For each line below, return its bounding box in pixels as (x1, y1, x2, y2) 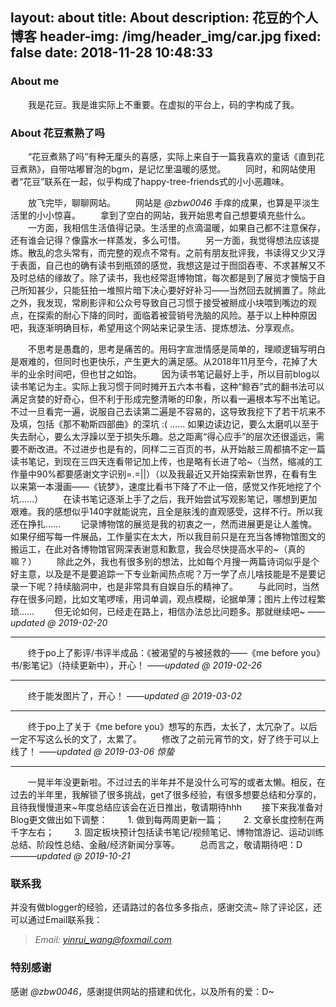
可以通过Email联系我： (10, 914, 103, 926)
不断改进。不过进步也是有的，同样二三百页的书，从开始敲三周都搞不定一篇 (18, 443, 326, 455)
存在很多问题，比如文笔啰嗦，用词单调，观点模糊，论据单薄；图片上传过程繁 (10, 593, 326, 605)
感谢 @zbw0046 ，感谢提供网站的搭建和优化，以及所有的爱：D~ (10, 985, 275, 997)
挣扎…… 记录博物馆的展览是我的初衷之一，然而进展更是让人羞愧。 (27, 518, 318, 530)
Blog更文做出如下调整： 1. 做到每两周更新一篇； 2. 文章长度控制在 (10, 813, 316, 825)
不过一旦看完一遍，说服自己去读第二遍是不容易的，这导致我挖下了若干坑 (10, 405, 308, 417)
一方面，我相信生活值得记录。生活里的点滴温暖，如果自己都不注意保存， (28, 221, 326, 233)
